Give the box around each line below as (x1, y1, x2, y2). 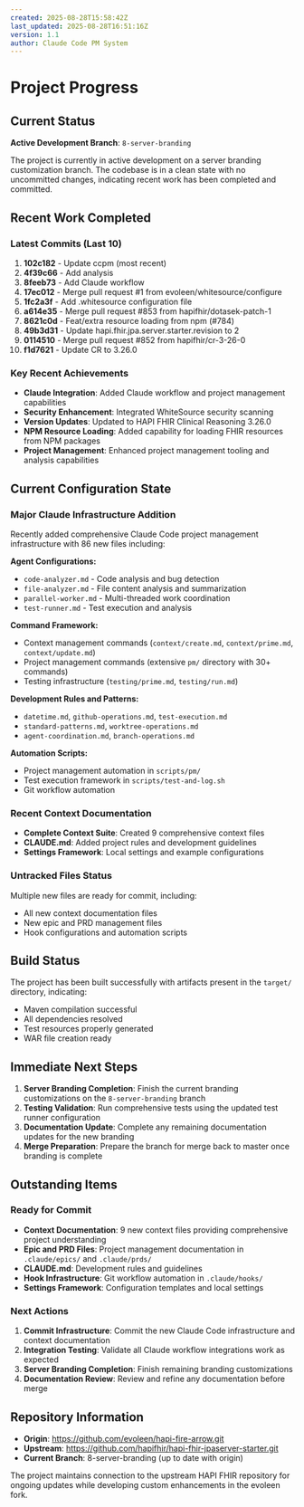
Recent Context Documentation (10, 806, 152, 819)
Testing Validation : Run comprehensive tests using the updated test (23, 1102, 279, 1113)
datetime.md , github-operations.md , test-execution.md (23, 711, 228, 721)
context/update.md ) (23, 646, 96, 657)
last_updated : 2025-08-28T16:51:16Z (10, 22, 148, 31)
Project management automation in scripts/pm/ (23, 765, 202, 776)
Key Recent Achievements (10, 367, 129, 379)
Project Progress (10, 78, 139, 98)
